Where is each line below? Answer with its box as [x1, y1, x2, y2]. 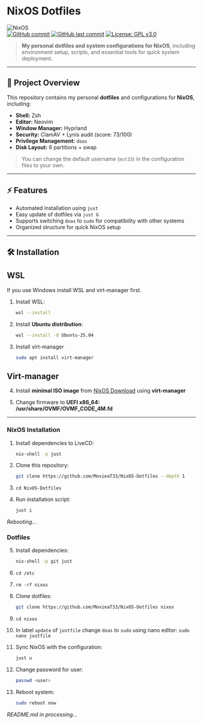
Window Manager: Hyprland [15, 124, 88, 131]
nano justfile [15, 633, 51, 639]
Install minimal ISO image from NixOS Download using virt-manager [15, 387, 186, 394]
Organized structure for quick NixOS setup [15, 223, 121, 230]
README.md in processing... [7, 711, 77, 718]
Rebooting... [7, 518, 37, 525]
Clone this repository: [15, 462, 69, 469]
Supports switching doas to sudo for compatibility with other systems [15, 217, 185, 224]
